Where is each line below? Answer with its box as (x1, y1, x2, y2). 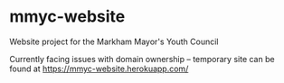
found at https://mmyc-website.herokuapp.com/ (9, 63, 189, 74)
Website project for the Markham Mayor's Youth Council (9, 36, 219, 47)
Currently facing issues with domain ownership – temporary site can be (9, 53, 275, 64)
